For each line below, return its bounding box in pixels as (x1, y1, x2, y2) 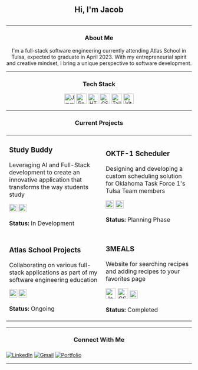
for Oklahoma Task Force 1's (105, 180, 186, 188)
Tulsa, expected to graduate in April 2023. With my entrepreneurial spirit (11, 53, 187, 61)
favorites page (105, 275, 146, 283)
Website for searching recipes (105, 260, 189, 268)
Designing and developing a (105, 165, 183, 173)
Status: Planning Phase (105, 216, 171, 224)
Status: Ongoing (9, 304, 55, 313)
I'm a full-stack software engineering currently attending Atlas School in (11, 47, 187, 54)
